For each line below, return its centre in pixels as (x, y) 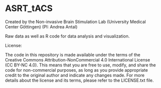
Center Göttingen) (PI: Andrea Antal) (41, 26)
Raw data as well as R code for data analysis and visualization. (67, 36)
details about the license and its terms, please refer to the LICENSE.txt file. (80, 80)
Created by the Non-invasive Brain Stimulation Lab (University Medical (76, 22)
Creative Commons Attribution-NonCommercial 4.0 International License (78, 60)
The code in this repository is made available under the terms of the (73, 55)
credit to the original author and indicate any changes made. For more (75, 75)
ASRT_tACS (29, 8)
